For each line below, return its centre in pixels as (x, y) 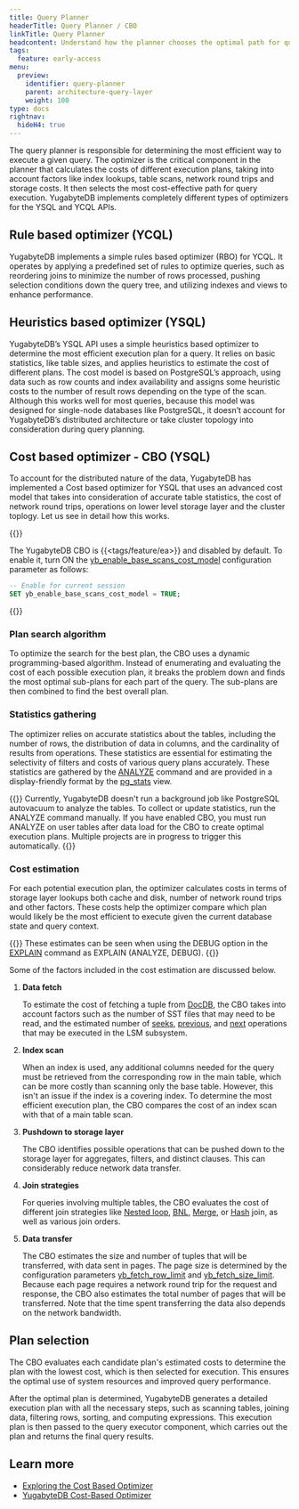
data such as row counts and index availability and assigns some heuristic (145, 381)
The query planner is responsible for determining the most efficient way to (145, 150)
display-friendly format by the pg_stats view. (91, 781)
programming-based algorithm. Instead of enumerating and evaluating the (145, 663)
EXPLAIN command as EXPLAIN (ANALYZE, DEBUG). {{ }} (114, 953)
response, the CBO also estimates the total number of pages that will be (154, 1294)
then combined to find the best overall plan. (89, 692)
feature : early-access (59, 59)
